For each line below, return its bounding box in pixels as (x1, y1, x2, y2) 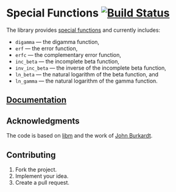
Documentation (6, 95, 67, 105)
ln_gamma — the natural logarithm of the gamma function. (15, 77, 158, 84)
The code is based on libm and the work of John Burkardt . (6, 132, 153, 139)
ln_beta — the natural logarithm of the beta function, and (15, 70, 158, 78)
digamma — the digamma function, (15, 38, 99, 45)
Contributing (6, 150, 56, 160)
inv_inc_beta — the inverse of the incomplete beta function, (15, 64, 166, 72)
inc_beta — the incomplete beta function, (15, 57, 120, 65)
